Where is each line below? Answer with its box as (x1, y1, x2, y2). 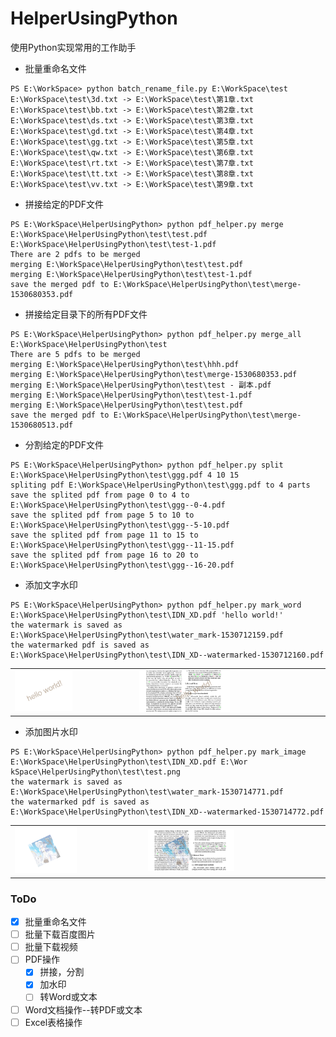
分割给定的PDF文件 (24, 438, 105, 451)
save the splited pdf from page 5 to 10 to (10, 510, 195, 520)
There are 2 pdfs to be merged (10, 249, 141, 259)
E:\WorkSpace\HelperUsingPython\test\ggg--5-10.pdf (10, 520, 230, 530)
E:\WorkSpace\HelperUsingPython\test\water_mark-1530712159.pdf (10, 630, 284, 640)
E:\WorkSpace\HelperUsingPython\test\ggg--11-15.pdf (10, 540, 235, 550)
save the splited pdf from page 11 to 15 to (10, 530, 199, 540)
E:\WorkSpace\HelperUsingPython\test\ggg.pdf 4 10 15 (10, 470, 240, 480)
